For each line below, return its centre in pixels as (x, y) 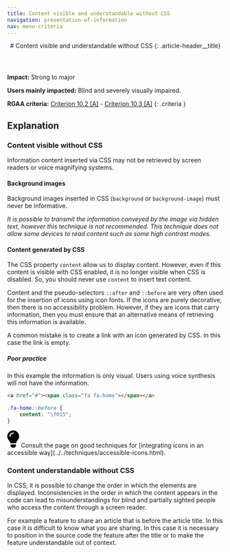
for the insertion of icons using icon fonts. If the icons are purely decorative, (115, 300)
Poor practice (27, 359)
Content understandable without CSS (71, 470)
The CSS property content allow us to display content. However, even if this (114, 265)
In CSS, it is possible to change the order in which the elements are (102, 485)
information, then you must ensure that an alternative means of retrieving (111, 315)
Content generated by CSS (46, 249)
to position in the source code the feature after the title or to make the (106, 535)
